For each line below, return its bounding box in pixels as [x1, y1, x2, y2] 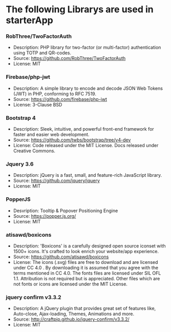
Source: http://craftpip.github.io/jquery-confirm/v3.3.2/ [13, 316, 130, 322]
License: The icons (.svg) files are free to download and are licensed [13, 259, 158, 265]
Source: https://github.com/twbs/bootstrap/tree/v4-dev [13, 137, 131, 143]
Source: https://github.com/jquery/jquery [13, 178, 100, 184]
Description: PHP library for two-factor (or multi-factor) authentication [13, 45, 161, 51]
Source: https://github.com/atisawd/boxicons [13, 254, 109, 260]
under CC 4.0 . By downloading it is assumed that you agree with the [13, 264, 158, 271]
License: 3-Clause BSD [13, 101, 62, 108]
